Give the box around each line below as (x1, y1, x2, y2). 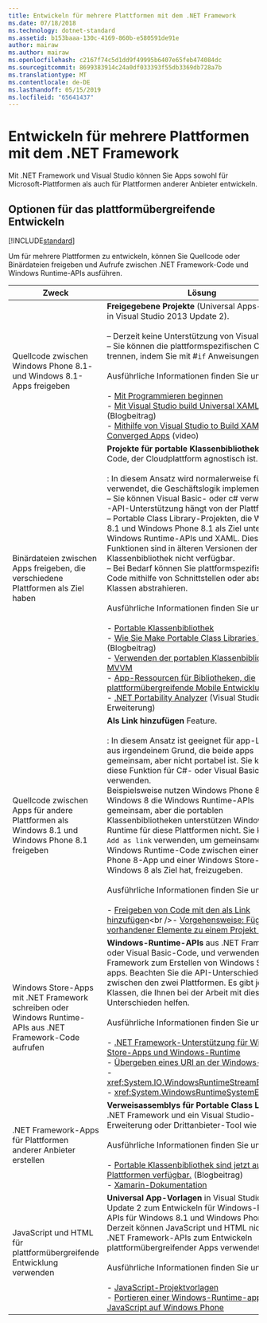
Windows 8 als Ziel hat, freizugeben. (106, 865, 243, 875)
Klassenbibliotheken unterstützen (106, 815, 232, 826)
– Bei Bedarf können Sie (106, 563, 196, 574)
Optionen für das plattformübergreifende (8, 202, 216, 216)
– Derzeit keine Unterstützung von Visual (106, 331, 259, 341)
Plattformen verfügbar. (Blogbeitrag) (106, 1169, 244, 1180)
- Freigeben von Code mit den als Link (106, 905, 250, 915)
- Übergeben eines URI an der (106, 1057, 220, 1068)
